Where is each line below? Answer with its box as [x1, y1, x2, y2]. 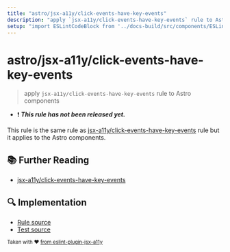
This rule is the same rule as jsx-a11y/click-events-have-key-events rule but [7, 126, 220, 134]
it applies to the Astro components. [7, 134, 106, 142]
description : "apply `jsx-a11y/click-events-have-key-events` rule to [7, 16, 213, 23]
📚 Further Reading [7, 154, 90, 166]
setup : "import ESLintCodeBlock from [7, 23, 115, 29]
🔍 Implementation [7, 197, 87, 208]
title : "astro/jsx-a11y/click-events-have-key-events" [7, 10, 167, 17]
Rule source [16, 218, 51, 226]
